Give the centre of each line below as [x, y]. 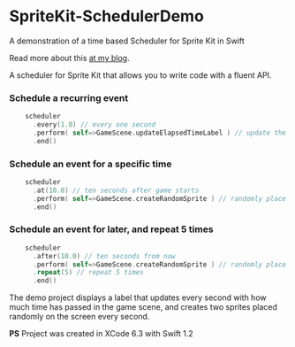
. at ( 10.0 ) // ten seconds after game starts [116, 190]
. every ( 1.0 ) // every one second [94, 125]
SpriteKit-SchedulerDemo [107, 16]
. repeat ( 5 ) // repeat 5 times [88, 273]
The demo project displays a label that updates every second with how [138, 297]
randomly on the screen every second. [79, 317]
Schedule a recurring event [69, 97]
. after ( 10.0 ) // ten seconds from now [104, 256]
